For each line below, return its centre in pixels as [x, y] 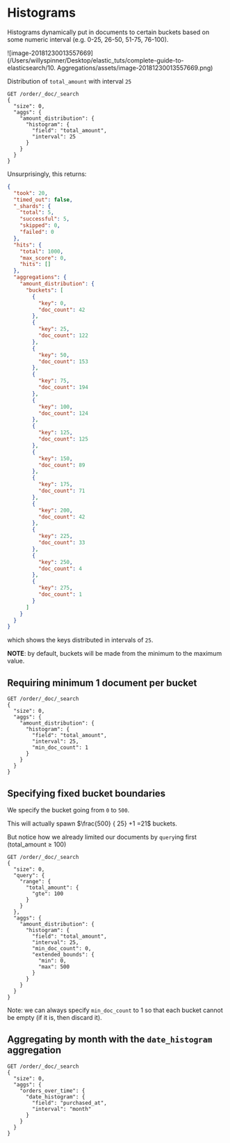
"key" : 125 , [55, 433]
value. [16, 661]
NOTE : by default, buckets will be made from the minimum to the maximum [115, 654]
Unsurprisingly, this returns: [47, 174]
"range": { [35, 881]
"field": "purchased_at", [70, 1103]
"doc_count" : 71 [61, 491]
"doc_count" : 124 [63, 413]
